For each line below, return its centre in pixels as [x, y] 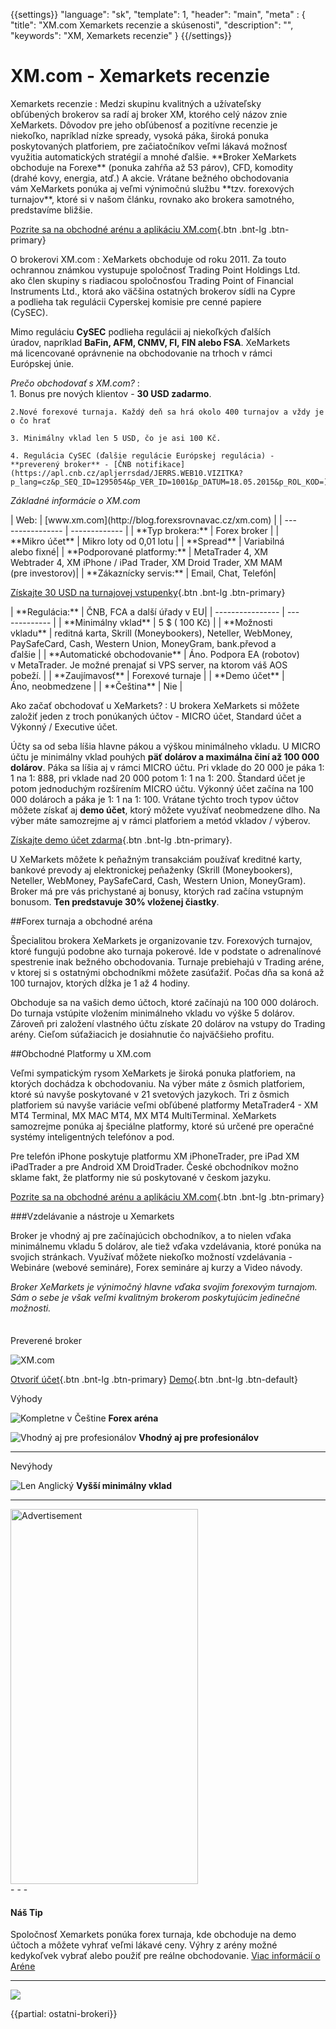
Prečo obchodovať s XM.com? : [75, 383]
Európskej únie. [42, 363]
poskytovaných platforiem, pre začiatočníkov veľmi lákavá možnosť [149, 146]
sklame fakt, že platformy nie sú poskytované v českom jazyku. [141, 1177]
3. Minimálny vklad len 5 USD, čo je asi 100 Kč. [116, 438]
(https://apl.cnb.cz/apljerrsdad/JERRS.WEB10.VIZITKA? [127, 473]
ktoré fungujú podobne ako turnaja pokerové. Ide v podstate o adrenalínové [166, 951]
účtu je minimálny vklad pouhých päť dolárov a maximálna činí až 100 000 [165, 756]
